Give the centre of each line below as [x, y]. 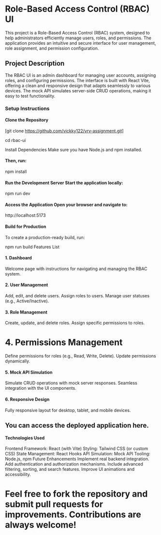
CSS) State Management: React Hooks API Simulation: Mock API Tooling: [78, 454]
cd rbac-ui [15, 140]
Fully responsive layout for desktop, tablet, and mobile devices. [68, 410]
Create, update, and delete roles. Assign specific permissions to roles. [75, 323]
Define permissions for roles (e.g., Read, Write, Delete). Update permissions [80, 356]
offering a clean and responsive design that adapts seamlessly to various [78, 86]
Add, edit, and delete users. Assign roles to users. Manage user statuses [77, 296]
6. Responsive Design [27, 399]
